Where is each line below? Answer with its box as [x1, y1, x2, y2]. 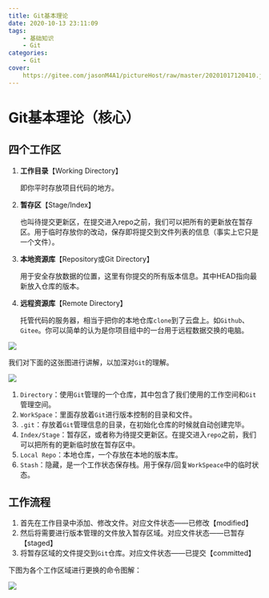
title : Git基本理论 [8, 11, 69, 20]
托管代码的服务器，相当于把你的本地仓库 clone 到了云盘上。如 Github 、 [19, 315, 250, 325]
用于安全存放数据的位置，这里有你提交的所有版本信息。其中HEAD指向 [19, 271, 251, 281]
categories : [8, 49, 48, 57]
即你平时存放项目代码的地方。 [19, 182, 118, 193]
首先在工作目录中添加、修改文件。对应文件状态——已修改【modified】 [19, 519, 253, 528]
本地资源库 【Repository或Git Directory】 [19, 254, 154, 263]
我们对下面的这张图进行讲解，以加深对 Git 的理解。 [8, 357, 174, 367]
